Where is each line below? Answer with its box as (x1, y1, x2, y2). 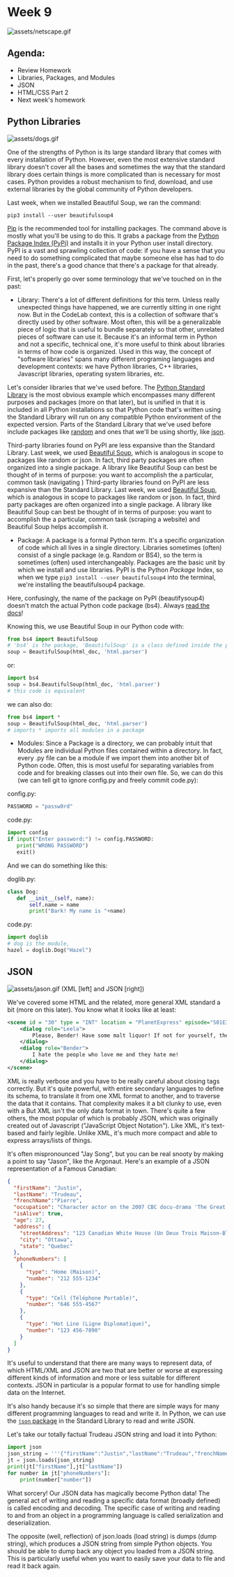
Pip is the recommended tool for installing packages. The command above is (7, 224, 228, 232)
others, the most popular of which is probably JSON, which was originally (7, 1114, 219, 1122)
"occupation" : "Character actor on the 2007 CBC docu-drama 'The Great (13, 1203, 226, 1211)
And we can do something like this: (7, 861, 108, 870)
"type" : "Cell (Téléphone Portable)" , (25, 1294, 139, 1302)
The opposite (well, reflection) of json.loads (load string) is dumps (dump (7, 1532, 217, 1540)
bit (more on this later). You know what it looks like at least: (7, 1005, 176, 1014)
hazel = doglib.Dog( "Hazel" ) (7, 947, 92, 954)
